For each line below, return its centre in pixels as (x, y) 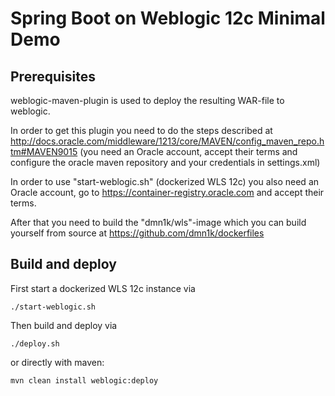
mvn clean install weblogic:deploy (84, 380)
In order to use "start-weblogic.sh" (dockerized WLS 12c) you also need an (165, 181)
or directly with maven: (57, 362)
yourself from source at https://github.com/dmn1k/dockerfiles (137, 233)
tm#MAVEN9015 (44, 151)
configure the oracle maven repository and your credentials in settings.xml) (165, 162)
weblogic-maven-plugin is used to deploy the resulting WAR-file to (147, 100)
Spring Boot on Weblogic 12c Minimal (168, 18)
